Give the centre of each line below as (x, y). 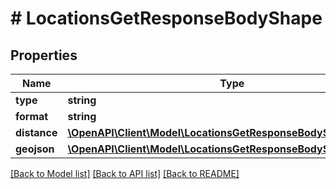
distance (36, 132)
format (32, 116)
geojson (35, 149)
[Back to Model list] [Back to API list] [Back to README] (125, 173)
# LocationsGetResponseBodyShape (166, 18)
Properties (44, 55)
